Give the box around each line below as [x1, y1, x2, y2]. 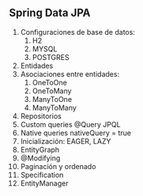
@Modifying [20, 153, 61, 163]
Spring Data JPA [9, 6, 91, 20]
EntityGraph [20, 145, 60, 154]
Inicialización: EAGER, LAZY [20, 136, 111, 145]
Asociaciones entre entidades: [20, 69, 120, 78]
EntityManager [20, 178, 69, 188]
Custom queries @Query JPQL [20, 119, 121, 129]
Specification [20, 170, 64, 179]
